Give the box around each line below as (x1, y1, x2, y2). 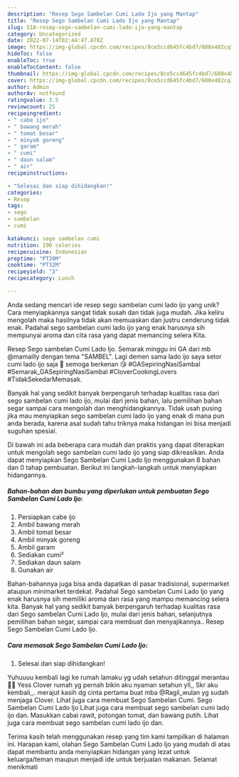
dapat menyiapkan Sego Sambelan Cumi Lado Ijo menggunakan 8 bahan (7, 456, 221, 464)
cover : (7, 76, 27, 84)
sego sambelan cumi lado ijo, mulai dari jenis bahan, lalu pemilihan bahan (7, 396, 223, 405)
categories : (7, 189, 43, 196)
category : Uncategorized (7, 30, 81, 38)
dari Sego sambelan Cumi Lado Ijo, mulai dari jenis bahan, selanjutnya (7, 609, 213, 618)
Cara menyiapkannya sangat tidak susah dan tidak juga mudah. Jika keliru (7, 308, 225, 317)
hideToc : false (7, 51, 53, 58)
